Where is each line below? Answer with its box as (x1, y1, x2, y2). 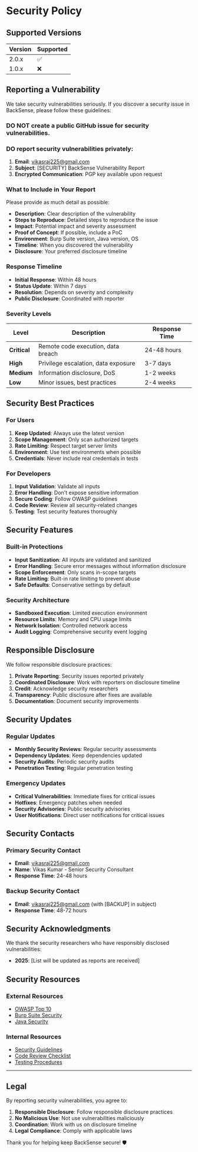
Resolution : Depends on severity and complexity (14, 288, 134, 296)
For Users (6, 416, 35, 425)
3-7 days (144, 359, 171, 367)
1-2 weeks (144, 368, 176, 377)
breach (38, 350, 58, 358)
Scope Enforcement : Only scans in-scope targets (14, 569, 137, 576)
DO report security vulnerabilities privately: (6, 145, 134, 153)
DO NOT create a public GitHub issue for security (6, 121, 149, 129)
